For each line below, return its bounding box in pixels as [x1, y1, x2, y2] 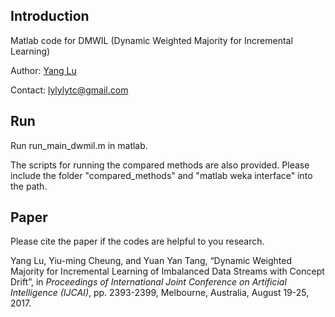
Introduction [10, 8, 90, 25]
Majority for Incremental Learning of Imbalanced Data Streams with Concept [10, 265, 325, 278]
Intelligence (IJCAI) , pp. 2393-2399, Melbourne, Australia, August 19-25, [10, 287, 310, 299]
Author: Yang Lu [10, 64, 77, 76]
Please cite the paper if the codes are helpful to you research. [10, 235, 265, 248]
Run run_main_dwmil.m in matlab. [10, 139, 148, 151]
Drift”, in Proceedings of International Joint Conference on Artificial [10, 276, 287, 288]
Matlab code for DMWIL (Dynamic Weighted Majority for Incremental [10, 34, 293, 46]
